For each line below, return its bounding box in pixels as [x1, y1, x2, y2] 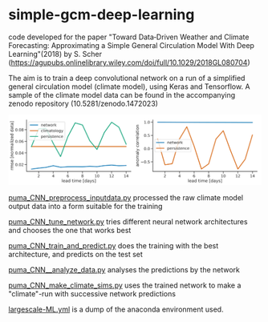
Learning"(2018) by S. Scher [8, 49, 103, 58]
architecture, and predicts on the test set [8, 250, 143, 260]
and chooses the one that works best [8, 226, 132, 235]
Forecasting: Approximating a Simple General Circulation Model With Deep [8, 40, 255, 50]
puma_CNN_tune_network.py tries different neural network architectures [8, 217, 248, 227]
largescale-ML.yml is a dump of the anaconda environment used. [8, 304, 224, 314]
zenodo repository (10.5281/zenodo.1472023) [8, 99, 159, 108]
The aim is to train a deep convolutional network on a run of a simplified [8, 73, 246, 83]
